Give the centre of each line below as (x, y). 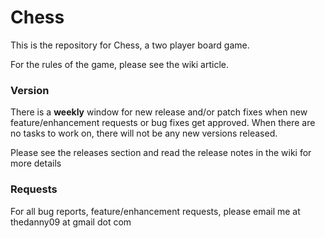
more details (36, 163)
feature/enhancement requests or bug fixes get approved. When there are (163, 123)
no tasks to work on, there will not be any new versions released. (144, 133)
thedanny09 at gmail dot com (71, 222)
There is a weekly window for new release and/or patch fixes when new (159, 112)
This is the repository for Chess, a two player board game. (130, 45)
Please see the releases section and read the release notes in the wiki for (161, 153)
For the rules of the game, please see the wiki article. (120, 64)
